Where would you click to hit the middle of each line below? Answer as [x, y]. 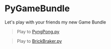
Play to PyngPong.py [38, 31]
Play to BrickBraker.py [39, 41]
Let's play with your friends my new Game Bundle [55, 22]
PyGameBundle [37, 9]
